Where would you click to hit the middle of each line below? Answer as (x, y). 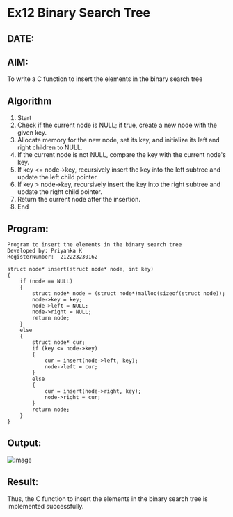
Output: (24, 443)
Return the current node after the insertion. (79, 200)
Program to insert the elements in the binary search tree (95, 245)
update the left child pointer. (58, 177)
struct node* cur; (59, 343)
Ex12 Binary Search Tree (79, 13)
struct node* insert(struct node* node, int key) (81, 269)
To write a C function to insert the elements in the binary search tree (105, 79)
